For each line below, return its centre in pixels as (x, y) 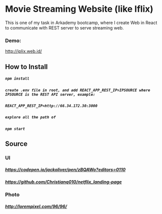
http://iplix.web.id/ (24, 51)
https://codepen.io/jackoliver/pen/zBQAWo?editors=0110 (66, 169)
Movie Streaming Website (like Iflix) (79, 9)
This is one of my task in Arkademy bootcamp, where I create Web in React (81, 23)
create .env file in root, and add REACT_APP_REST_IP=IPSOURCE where (78, 90)
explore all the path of (30, 117)
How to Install (27, 67)
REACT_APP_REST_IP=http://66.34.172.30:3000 (51, 106)
